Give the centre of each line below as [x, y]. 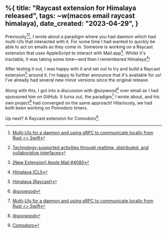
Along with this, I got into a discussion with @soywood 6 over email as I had [82, 90]
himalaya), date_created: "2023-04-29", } [72, 24]
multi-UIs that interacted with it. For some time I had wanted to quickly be [80, 42]
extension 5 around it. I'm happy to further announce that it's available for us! [83, 74]
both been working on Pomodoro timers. [46, 108]
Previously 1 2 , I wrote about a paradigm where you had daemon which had [81, 36]
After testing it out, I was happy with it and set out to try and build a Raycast [83, 68]
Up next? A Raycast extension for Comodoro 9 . [52, 118]
